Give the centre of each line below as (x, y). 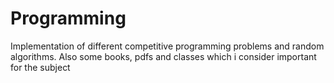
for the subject (40, 67)
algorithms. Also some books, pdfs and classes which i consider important (163, 56)
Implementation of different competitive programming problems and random (167, 46)
